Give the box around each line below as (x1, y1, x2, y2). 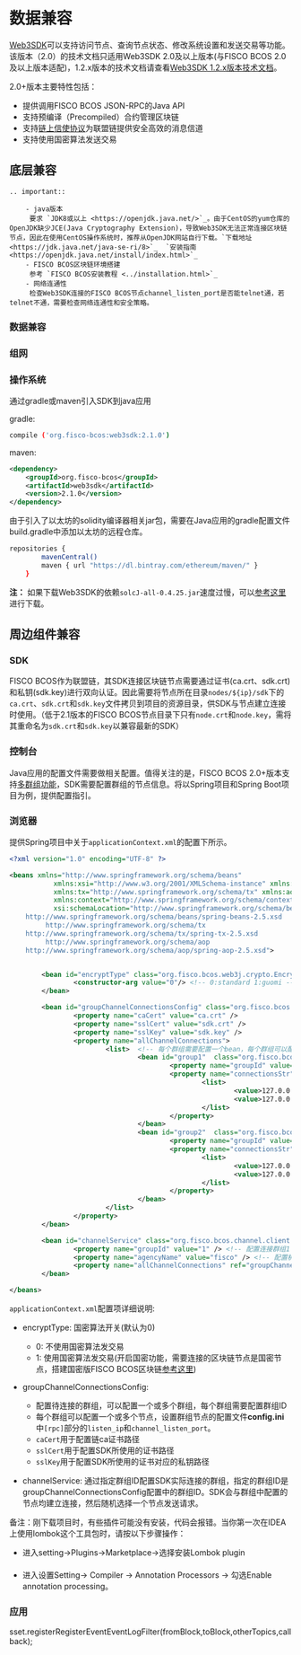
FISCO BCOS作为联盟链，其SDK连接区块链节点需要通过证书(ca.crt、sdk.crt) (9, 675, 291, 687)
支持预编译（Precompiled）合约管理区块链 (21, 111, 179, 122)
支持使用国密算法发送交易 (21, 134, 117, 145)
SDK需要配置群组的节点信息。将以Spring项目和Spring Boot (64, 779, 282, 789)
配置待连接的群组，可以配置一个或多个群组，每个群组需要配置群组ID (35, 1400, 288, 1411)
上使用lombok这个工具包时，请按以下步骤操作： (9, 1528, 186, 1539)
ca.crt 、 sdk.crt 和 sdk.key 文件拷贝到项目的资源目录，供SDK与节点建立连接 (9, 698, 287, 709)
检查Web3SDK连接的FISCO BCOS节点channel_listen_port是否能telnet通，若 (29, 288, 285, 297)
